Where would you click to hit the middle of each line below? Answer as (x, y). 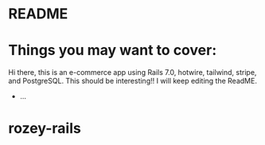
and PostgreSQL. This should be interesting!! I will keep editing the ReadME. (132, 81)
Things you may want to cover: (113, 51)
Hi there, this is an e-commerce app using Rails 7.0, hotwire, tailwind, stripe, (132, 72)
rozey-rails (45, 129)
